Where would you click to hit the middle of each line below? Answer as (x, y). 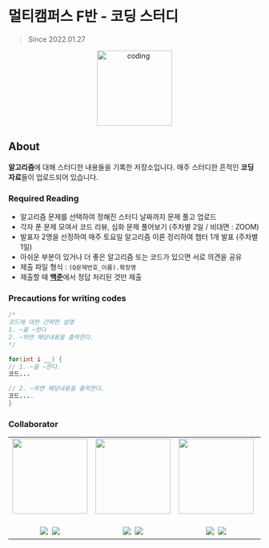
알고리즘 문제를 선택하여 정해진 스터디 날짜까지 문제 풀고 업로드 (118, 217)
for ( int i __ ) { (35, 359)
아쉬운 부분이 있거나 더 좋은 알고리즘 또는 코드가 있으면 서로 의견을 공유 (131, 257)
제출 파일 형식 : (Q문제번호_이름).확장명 (78, 267)
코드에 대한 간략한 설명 (41, 323)
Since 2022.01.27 (56, 39)
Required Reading (44, 198)
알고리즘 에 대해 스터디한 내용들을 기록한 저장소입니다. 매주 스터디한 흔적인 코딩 (131, 167)
